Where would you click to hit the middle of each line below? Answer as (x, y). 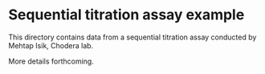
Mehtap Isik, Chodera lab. (51, 45)
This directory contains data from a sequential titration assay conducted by (132, 37)
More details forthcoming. (51, 61)
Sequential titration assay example (126, 15)
